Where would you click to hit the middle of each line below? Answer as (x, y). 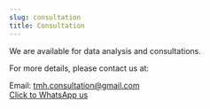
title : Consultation (47, 26)
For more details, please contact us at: (79, 68)
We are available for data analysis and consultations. (105, 51)
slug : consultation (45, 17)
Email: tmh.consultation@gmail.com (74, 85)
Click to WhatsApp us (49, 95)
